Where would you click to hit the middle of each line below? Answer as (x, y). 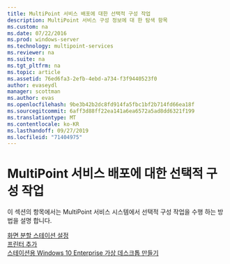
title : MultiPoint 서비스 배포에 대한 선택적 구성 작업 (79, 14)
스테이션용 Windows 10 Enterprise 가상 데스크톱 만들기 (83, 253)
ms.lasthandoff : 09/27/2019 (48, 131)
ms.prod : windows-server (43, 40)
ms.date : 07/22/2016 (37, 33)
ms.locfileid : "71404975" (45, 137)
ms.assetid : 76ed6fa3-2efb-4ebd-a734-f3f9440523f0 (82, 79)
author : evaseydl (32, 85)
